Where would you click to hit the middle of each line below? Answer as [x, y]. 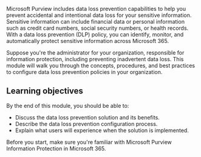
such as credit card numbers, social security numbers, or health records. [97, 28]
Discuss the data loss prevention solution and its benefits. [87, 117]
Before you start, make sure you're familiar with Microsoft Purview [89, 142]
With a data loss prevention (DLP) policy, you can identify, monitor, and [95, 35]
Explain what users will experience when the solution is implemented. [102, 130]
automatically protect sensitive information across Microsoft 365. [87, 41]
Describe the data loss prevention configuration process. [86, 124]
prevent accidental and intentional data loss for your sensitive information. [99, 15]
